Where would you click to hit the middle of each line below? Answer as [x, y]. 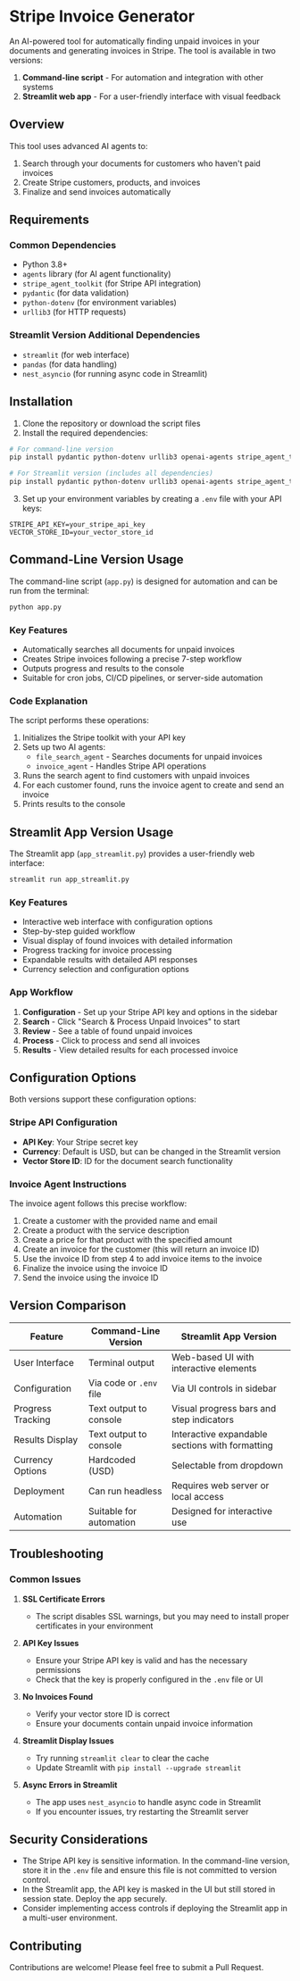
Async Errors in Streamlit [70, 1785]
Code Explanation [49, 701]
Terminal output [121, 1362]
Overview [37, 125]
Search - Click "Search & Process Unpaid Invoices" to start [131, 1021]
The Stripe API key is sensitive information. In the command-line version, [156, 1861]
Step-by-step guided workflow [79, 931]
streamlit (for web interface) [76, 354]
